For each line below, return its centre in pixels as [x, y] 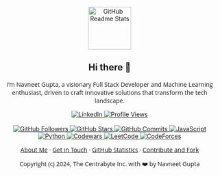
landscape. [110, 100]
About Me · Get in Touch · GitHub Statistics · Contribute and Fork [110, 149]
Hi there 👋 [110, 67]
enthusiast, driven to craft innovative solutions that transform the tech [110, 92]
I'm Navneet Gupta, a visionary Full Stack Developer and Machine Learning [110, 84]
